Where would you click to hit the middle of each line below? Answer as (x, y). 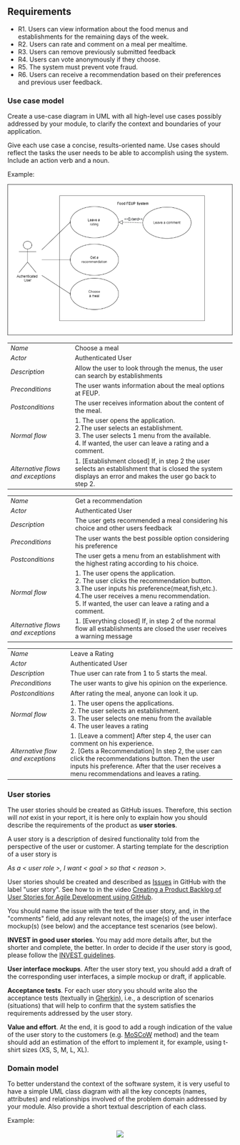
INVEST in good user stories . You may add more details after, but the (110, 940)
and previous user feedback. (60, 82)
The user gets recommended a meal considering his (151, 520)
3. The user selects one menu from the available (141, 718)
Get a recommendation (109, 500)
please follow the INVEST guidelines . (61, 955)
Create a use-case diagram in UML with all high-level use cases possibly (115, 117)
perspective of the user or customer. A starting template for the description (118, 846)
